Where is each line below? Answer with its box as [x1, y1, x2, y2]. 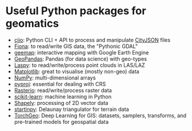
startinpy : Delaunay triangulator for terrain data [14, 106, 129, 113]
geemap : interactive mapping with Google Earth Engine [14, 49, 149, 56]
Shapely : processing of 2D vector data [14, 99, 108, 106]
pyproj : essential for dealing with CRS [14, 80, 106, 87]
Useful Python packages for [5, 4, 146, 18]
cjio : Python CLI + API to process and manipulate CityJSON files [14, 36, 171, 43]
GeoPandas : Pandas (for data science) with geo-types [14, 55, 148, 62]
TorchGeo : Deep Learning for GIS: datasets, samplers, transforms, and [14, 111, 187, 119]
